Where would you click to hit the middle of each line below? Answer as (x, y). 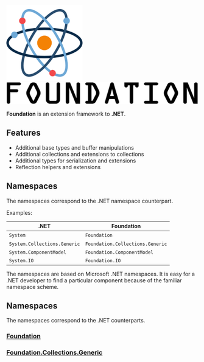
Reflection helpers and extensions (58, 167)
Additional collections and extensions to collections (79, 154)
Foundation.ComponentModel (119, 252)
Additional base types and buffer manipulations (74, 147)
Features (23, 133)
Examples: (19, 212)
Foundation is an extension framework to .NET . (66, 114)
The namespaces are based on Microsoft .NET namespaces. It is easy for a (100, 274)
